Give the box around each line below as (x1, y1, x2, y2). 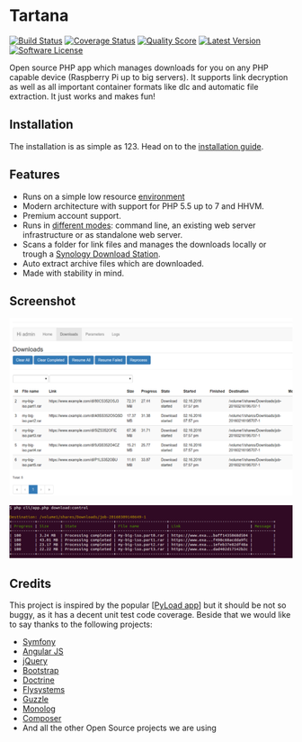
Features (9, 167, 60, 183)
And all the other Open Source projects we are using (22, 722, 218, 734)
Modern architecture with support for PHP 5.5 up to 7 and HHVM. (22, 200, 265, 212)
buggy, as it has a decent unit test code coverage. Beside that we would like (9, 610, 291, 620)
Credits (9, 575, 52, 591)
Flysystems (22, 684, 66, 695)
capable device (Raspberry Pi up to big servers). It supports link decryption (9, 71, 289, 82)
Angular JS (22, 646, 65, 657)
